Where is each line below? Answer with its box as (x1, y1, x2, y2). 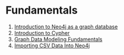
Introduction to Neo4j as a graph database (14, 23, 118, 30)
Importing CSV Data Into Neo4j (14, 42, 90, 49)
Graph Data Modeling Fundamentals (14, 35, 103, 43)
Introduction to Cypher (14, 29, 70, 36)
